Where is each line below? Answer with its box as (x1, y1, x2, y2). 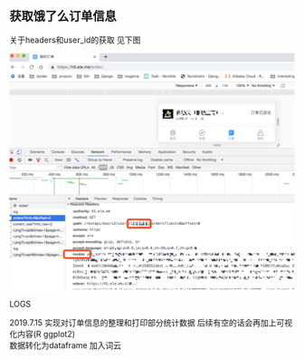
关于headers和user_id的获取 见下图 (9, 34, 141, 45)
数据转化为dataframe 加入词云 (9, 340, 122, 351)
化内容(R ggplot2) (9, 329, 75, 340)
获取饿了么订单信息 (9, 8, 117, 24)
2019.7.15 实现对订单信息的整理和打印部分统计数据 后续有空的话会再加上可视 (9, 317, 293, 328)
